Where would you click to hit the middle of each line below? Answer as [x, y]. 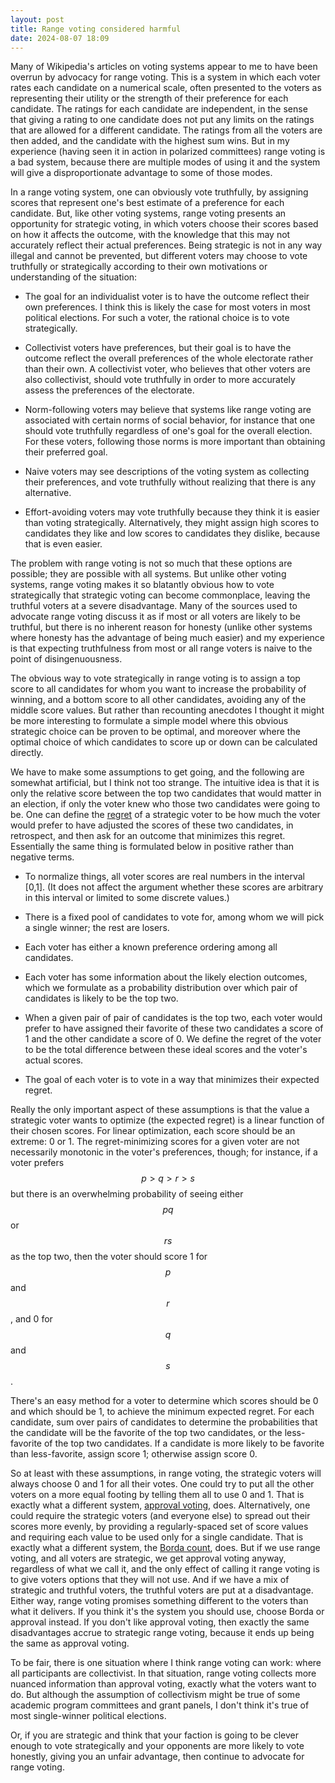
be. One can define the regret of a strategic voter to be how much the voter [165, 815]
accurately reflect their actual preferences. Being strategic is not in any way [166, 245]
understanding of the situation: [74, 277]
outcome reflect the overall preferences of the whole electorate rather [169, 358]
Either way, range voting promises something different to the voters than [159, 1601]
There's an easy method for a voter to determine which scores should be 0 [164, 1401]
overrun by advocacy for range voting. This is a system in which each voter [165, 77]
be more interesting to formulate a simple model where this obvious [149, 721]
